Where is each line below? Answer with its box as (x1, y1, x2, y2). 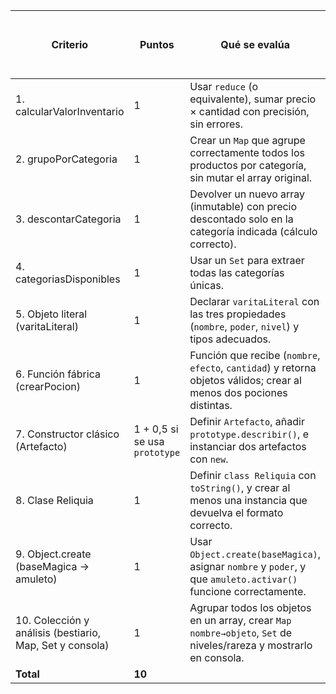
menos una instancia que (189, 494, 308, 507)
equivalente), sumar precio (189, 92, 317, 106)
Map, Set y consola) (15, 639, 110, 652)
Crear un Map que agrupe (189, 134, 306, 147)
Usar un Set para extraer (189, 254, 305, 267)
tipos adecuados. (189, 332, 272, 346)
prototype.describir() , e (189, 427, 309, 441)
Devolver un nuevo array (189, 187, 306, 201)
